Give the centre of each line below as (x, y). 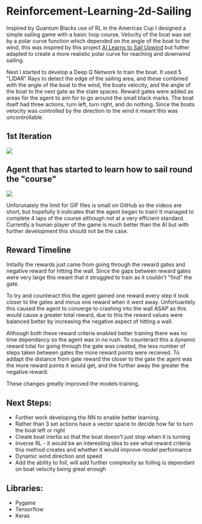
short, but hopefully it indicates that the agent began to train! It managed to (100, 211)
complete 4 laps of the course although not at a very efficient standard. (96, 218)
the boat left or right (40, 430)
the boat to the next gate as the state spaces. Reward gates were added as (100, 91)
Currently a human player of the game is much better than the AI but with (98, 224)
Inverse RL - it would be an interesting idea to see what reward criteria (103, 443)
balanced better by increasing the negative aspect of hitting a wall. (89, 322)
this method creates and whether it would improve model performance (103, 450)
